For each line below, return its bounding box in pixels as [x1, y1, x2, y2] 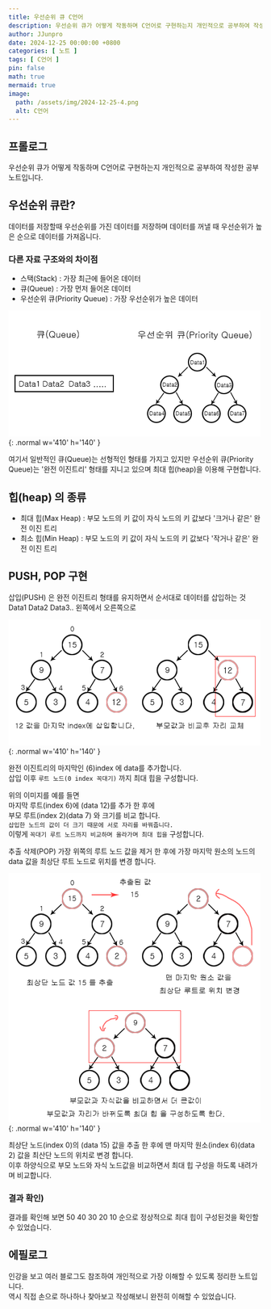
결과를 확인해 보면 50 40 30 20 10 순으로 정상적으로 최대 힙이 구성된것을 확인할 [8, 1212, 260, 1223]
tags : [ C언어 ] [8, 56, 60, 64]
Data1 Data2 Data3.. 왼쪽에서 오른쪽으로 [8, 602, 137, 612]
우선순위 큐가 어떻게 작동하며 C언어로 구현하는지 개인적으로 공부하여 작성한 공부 [8, 162, 260, 173]
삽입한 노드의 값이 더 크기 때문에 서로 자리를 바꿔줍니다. [8, 820, 173, 829]
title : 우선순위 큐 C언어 [8, 13, 84, 21]
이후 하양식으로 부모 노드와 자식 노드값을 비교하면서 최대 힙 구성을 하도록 [8, 1160, 236, 1170]
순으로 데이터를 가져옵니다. [16, 231, 102, 241]
